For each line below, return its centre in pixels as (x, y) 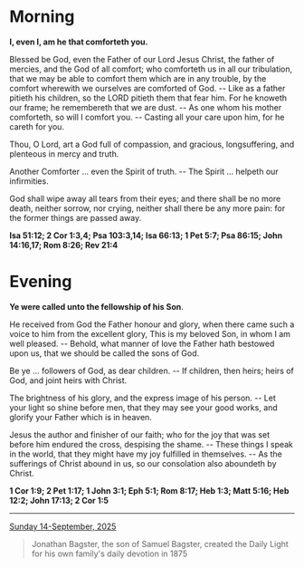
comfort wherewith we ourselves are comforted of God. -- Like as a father (147, 88)
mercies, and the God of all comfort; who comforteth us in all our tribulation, (151, 69)
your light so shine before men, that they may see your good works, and (143, 407)
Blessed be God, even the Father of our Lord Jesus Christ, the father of (142, 59)
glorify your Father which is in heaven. (81, 417)
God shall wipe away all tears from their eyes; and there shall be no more (145, 198)
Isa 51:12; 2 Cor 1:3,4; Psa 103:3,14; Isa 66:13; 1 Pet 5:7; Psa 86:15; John (146, 235)
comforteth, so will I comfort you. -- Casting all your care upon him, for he (147, 117)
